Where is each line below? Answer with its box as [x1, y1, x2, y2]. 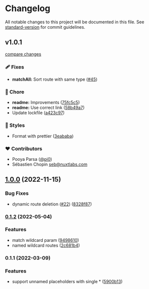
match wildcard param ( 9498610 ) [12, 237, 79, 243]
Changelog [5, 3, 50, 14]
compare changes [5, 51, 41, 57]
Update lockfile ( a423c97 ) [12, 110, 65, 116]
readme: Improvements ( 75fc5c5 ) [12, 100, 80, 105]
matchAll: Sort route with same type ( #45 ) [12, 76, 98, 83]
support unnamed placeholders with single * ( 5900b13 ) [12, 279, 123, 285]
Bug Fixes [5, 190, 29, 197]
